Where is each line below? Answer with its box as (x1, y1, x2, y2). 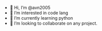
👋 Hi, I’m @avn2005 (9, 5, 51, 10)
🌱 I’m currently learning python (9, 15, 73, 21)
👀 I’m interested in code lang (9, 10, 68, 16)
